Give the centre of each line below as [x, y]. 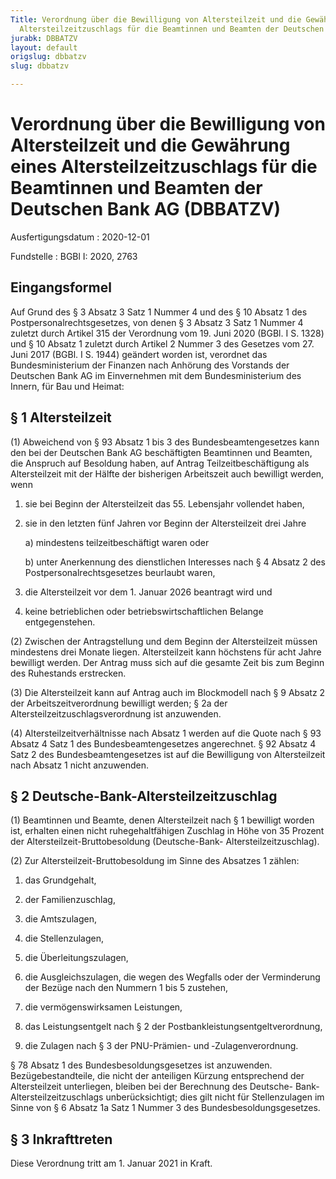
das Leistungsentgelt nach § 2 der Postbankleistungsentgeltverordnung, [173, 1027]
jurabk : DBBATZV [44, 38]
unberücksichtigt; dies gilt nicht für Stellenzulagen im [215, 1097]
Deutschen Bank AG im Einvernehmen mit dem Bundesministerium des [156, 375]
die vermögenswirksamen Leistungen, [103, 1007]
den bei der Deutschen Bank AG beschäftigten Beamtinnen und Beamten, [161, 452]
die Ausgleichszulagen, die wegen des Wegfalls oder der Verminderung [172, 977]
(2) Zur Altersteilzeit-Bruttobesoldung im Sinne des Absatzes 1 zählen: [155, 861]
